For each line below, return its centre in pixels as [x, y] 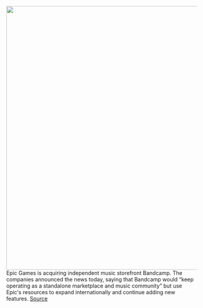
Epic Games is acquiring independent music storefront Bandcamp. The [94, 273]
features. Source [27, 299]
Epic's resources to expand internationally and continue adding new [91, 292]
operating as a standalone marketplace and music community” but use [94, 286]
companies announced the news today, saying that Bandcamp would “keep [100, 279]
